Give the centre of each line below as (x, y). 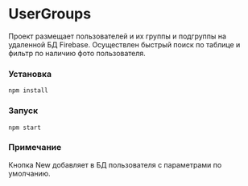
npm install (28, 91)
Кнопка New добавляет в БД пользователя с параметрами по (115, 164)
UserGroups (50, 14)
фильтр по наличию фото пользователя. (77, 53)
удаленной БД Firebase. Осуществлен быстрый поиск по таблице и (124, 44)
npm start (25, 127)
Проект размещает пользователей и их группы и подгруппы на (118, 36)
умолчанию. (29, 173)
